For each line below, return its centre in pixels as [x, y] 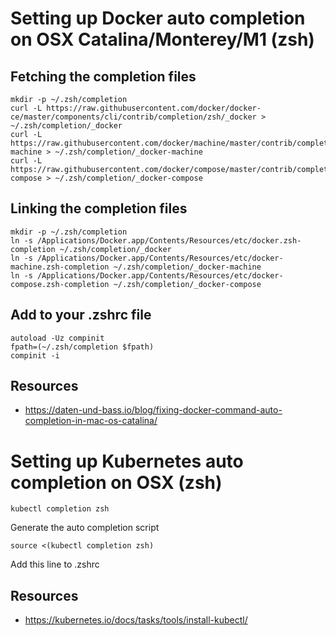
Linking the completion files [99, 208]
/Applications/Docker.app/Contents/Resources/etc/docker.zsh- [169, 240]
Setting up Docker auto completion [158, 18]
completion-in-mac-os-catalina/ [91, 421]
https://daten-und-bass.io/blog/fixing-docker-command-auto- [153, 410]
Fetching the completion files [103, 76]
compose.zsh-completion [60, 284]
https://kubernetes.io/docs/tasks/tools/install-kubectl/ [136, 620]
